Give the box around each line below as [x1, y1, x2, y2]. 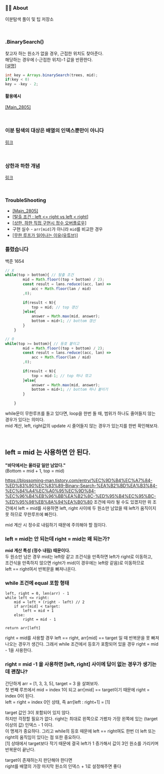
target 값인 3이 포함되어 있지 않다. [5, 709, 71, 715]
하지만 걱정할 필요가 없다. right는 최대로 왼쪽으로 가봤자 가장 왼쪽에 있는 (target [5, 716, 158, 722]
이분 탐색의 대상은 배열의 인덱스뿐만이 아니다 [5, 127, 104, 134]
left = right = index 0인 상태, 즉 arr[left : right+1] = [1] [5, 699, 110, 705]
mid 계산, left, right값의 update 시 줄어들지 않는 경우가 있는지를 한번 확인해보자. [5, 422, 159, 429]
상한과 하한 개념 [5, 163, 40, 169]
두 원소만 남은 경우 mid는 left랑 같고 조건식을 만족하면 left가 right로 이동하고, [5, 554, 153, 560]
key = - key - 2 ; [5, 81, 38, 87]
